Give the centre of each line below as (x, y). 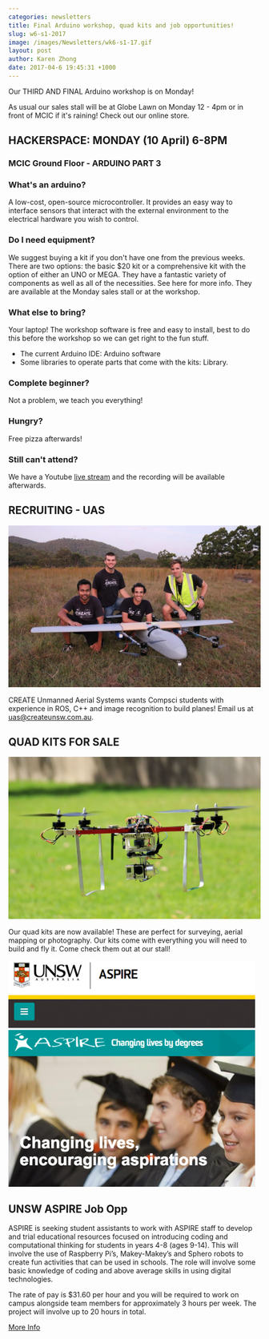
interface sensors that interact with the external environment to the (119, 211)
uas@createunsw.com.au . (51, 717)
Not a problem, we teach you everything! (76, 400)
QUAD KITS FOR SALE (64, 742)
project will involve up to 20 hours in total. (77, 1312)
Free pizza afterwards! (45, 438)
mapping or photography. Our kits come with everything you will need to (128, 940)
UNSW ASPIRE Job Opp (68, 1209)
